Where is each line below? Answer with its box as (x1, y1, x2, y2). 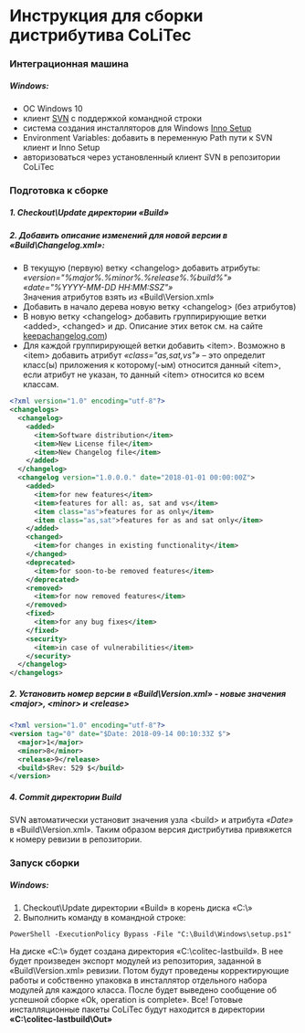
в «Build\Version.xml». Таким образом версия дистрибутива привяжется (9, 824, 292, 836)
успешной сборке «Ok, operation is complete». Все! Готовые (9, 995, 244, 1006)
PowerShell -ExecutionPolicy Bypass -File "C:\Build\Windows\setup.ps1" (9, 930, 292, 939)
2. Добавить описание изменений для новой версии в (9, 229, 228, 240)
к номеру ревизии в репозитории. (9, 834, 142, 845)
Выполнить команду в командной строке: (22, 912, 186, 923)
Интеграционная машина (9, 58, 130, 70)
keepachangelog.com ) (22, 331, 108, 342)
